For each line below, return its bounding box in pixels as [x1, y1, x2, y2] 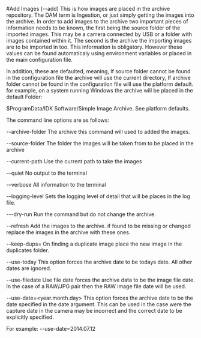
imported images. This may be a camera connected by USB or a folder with [6, 31, 192, 38]
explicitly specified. [6, 313, 54, 321]
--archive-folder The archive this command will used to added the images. [6, 128, 190, 135]
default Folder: [6, 93, 43, 100]
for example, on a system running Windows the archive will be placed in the [6, 87, 193, 94]
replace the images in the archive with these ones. [6, 229, 131, 236]
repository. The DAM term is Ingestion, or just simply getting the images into [6, 11, 194, 19]
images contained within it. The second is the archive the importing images [6, 37, 192, 44]
